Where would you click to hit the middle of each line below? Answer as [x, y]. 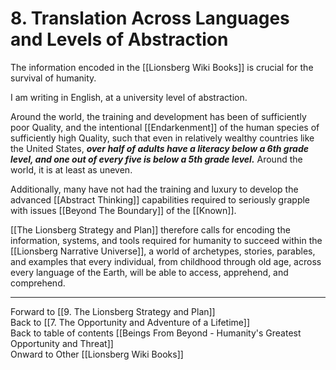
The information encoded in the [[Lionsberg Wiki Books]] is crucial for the [162, 67]
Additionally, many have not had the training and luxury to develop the [154, 189]
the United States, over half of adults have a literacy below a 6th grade [159, 148]
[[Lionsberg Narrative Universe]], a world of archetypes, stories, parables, [163, 251]
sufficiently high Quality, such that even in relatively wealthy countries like [162, 138]
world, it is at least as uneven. [71, 169]
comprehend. [38, 283]
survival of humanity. [53, 78]
